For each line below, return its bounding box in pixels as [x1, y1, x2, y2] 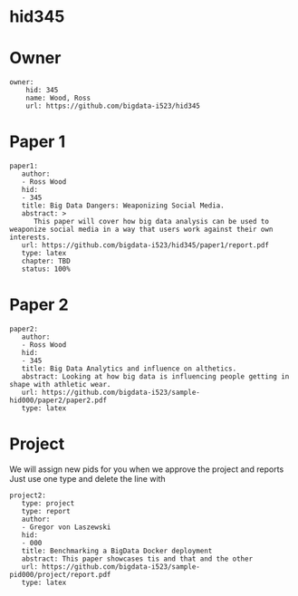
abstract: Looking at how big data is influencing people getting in [21, 372, 290, 381]
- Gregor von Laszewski [21, 523, 111, 532]
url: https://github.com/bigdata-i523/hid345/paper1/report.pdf [21, 241, 270, 250]
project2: [9, 491, 47, 500]
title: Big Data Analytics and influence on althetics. [21, 364, 237, 373]
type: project [21, 498, 75, 508]
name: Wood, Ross [25, 93, 91, 103]
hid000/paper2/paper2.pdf [9, 396, 107, 405]
